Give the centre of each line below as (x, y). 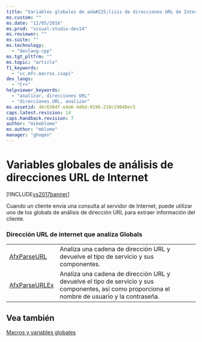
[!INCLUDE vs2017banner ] (38, 194)
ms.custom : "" (24, 17)
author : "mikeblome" (32, 124)
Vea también (30, 318)
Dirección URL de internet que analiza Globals (74, 234)
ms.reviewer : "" (26, 34)
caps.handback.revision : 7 (40, 118)
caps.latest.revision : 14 (38, 113)
